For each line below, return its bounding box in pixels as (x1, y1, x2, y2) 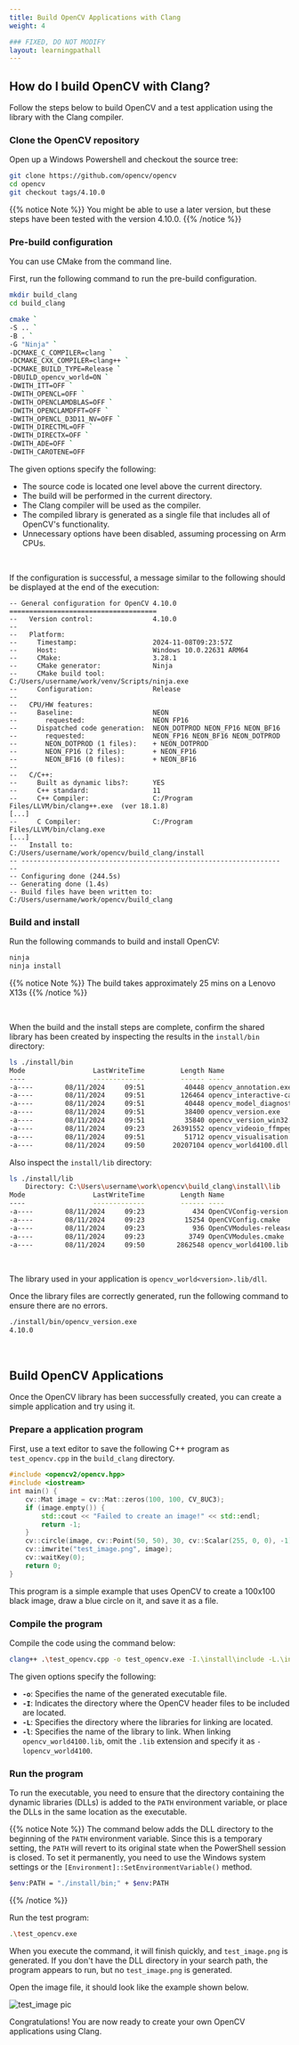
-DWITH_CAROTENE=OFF (9, 447, 86, 457)
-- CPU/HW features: (9, 700, 93, 709)
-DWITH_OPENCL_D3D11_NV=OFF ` (9, 414, 122, 423)
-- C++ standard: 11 (9, 786, 162, 795)
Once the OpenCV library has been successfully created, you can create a (9, 1392, 282, 1403)
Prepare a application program (9, 1423, 144, 1436)
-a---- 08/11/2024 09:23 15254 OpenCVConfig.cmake (9, 1215, 280, 1224)
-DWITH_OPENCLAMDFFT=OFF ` (9, 406, 109, 415)
